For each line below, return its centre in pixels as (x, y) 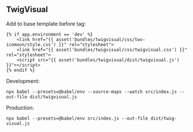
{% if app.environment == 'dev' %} (50, 34)
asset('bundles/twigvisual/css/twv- (101, 39)
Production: (20, 107)
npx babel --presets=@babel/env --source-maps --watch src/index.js (92, 92)
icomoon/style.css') (31, 44)
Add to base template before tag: (46, 23)
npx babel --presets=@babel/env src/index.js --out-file (77, 118)
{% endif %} (21, 70)
